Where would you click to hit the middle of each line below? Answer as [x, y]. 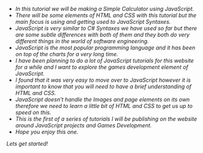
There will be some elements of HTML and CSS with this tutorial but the [106, 15]
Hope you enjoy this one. [47, 132]
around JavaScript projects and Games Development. [83, 125]
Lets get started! [27, 144]
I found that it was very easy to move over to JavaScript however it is [103, 80]
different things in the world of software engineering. [82, 41]
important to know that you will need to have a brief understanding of [103, 87]
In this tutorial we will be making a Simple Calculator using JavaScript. [105, 9]
